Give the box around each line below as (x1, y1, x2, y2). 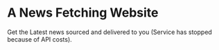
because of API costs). (7, 35, 73, 43)
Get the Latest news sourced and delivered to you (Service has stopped (7, 28, 213, 36)
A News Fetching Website (7, 5, 159, 21)
